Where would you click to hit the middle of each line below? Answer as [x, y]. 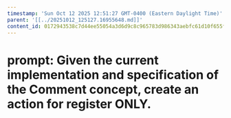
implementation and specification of [113, 74]
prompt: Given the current [83, 60]
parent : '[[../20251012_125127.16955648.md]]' [75, 20]
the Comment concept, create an [103, 89]
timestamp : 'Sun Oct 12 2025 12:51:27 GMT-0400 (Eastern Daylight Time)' [115, 13]
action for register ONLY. [79, 104]
